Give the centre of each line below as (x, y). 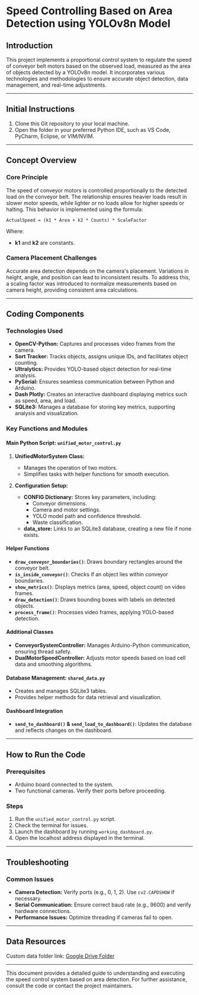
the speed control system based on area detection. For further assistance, (97, 979)
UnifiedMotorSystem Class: (49, 456)
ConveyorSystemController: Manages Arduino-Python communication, (102, 645)
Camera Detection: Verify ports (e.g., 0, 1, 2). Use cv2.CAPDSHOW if (94, 892)
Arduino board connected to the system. (64, 785)
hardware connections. (43, 911)
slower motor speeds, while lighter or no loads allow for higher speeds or (95, 203)
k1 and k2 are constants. (45, 242)
